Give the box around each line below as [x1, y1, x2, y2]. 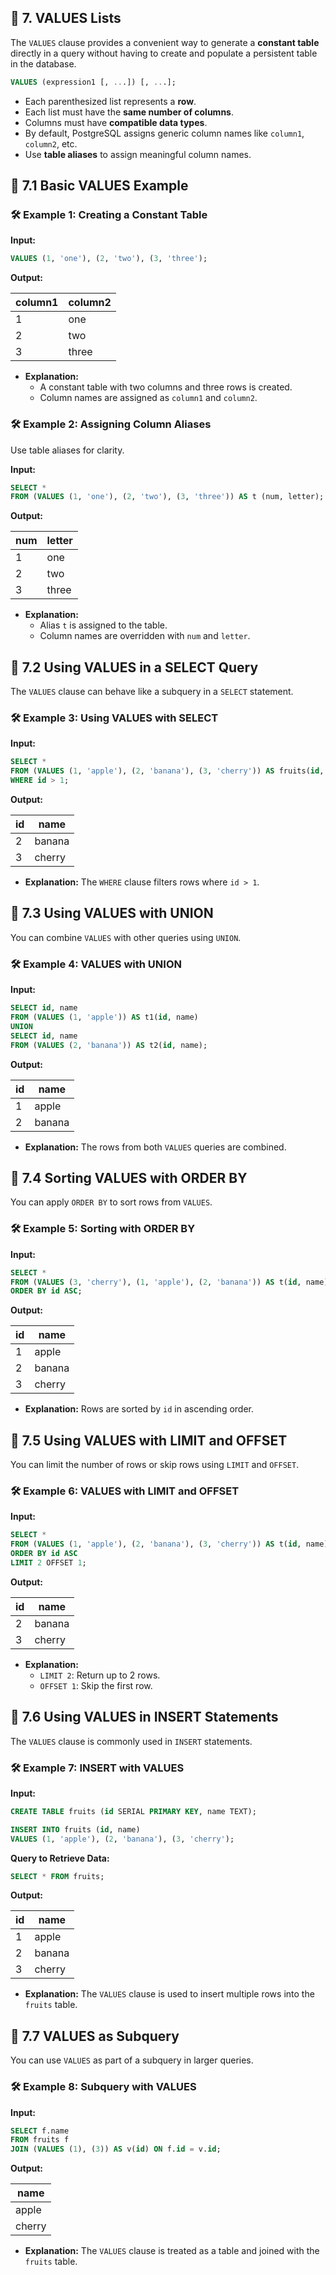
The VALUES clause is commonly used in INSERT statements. [10, 1735, 253, 1747]
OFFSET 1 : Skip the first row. [39, 1679, 153, 1691]
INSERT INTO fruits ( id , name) [10, 1824, 141, 1835]
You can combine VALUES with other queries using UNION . [10, 931, 242, 943]
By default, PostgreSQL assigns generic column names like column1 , [24, 127, 305, 139]
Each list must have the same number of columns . [24, 106, 234, 118]
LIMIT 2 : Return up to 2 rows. [39, 1669, 161, 1681]
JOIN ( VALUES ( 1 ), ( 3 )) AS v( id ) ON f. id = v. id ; [10, 2144, 222, 2155]
